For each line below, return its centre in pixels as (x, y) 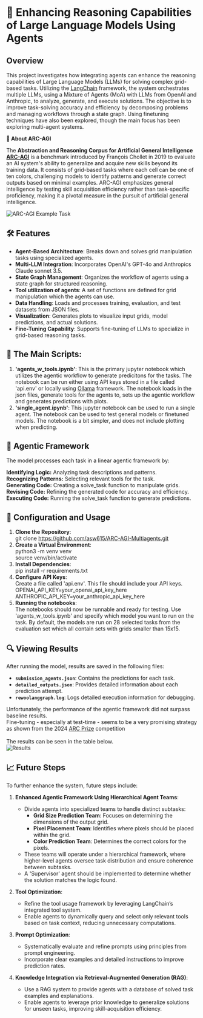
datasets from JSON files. (47, 309)
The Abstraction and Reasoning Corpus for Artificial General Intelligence (100, 150)
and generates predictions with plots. (62, 401)
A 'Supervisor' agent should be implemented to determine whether (108, 873)
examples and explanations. (59, 996)
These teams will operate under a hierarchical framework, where (105, 854)
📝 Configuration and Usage (58, 517)
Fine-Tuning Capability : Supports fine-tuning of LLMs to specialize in (102, 329)
